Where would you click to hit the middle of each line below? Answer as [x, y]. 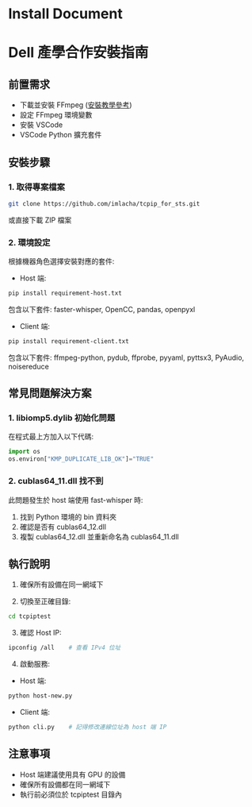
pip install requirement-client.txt [69, 341]
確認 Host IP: [40, 633]
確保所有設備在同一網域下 [61, 585]
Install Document [65, 14]
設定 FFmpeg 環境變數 [56, 115]
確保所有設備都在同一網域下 [65, 784]
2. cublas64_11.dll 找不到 [56, 481]
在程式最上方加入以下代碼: [51, 437]
